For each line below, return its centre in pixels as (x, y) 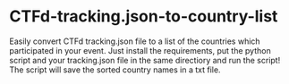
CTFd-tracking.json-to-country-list (144, 17)
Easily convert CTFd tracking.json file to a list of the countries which (135, 41)
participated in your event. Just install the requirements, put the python (140, 50)
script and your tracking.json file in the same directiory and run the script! (145, 60)
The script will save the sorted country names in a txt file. (115, 70)
